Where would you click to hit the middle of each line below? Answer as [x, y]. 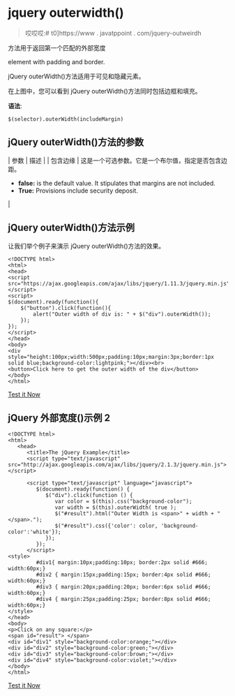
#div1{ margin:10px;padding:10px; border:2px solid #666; [122, 563]
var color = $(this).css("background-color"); [123, 502]
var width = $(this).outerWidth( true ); [116, 508]
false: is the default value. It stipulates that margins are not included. [116, 183]
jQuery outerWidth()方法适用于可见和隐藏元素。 [76, 76]
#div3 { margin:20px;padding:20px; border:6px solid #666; [123, 587]
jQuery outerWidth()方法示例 [71, 228]
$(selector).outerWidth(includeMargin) [66, 119]
